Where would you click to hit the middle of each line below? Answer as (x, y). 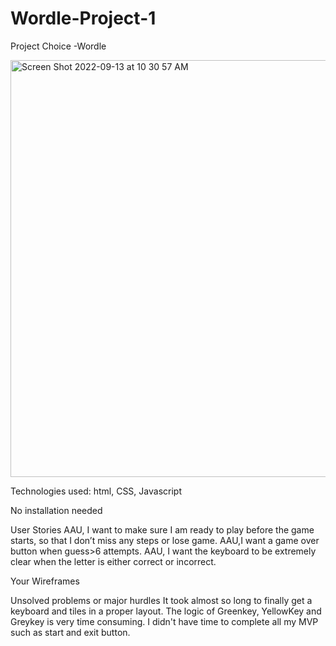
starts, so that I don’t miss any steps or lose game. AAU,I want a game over (165, 540)
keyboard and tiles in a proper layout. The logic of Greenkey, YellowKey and (166, 611)
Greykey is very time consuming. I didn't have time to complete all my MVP (164, 621)
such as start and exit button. (70, 632)
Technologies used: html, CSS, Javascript (96, 491)
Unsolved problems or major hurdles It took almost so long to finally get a (161, 600)
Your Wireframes (45, 581)
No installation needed (56, 510)
